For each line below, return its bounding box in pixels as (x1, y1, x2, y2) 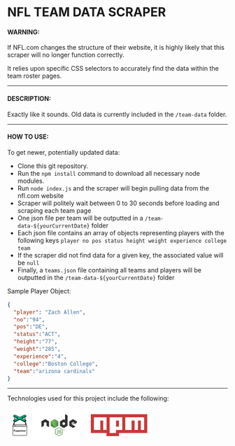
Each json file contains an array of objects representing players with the (17, 228, 225, 237)
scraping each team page (17, 206, 92, 214)
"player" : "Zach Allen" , (13, 309, 86, 316)
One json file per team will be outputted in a (17, 214, 143, 222)
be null (17, 258, 40, 267)
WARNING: (7, 27, 40, 36)
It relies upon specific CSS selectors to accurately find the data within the (7, 64, 219, 73)
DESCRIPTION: (7, 94, 51, 102)
